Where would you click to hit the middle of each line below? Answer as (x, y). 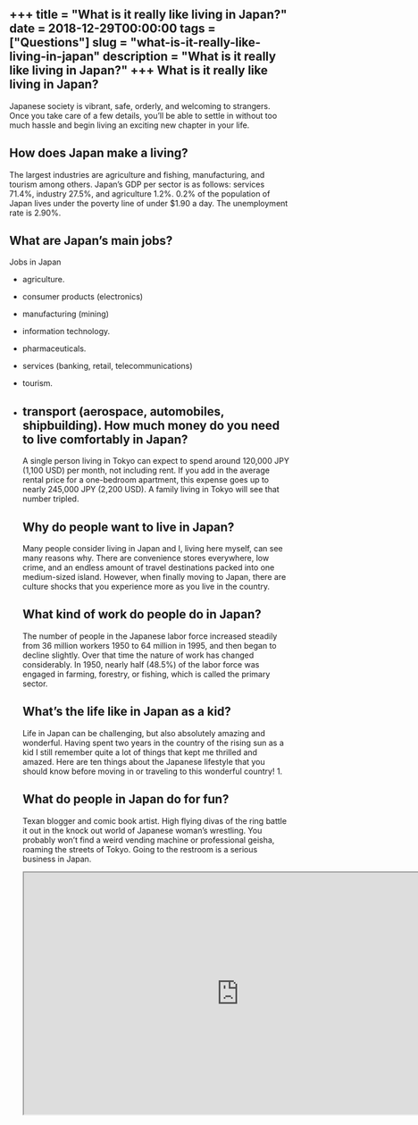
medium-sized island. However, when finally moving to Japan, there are (154, 577)
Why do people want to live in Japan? (128, 527)
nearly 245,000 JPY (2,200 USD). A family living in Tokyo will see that (150, 490)
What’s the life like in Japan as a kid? (127, 712)
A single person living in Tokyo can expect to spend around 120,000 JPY (156, 461)
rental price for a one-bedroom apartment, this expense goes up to (146, 480)
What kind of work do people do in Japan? (142, 614)
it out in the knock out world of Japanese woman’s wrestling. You (142, 830)
